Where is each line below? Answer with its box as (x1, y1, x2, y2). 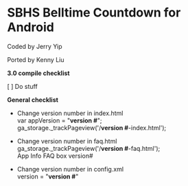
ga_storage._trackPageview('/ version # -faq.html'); (16, 144, 161, 152)
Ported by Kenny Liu (7, 55, 64, 63)
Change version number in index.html (16, 109, 124, 117)
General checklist (7, 95, 58, 104)
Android (7, 19, 55, 35)
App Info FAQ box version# (16, 152, 94, 160)
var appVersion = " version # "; (16, 116, 102, 125)
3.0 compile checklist (7, 69, 70, 77)
